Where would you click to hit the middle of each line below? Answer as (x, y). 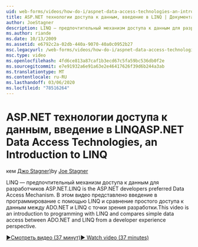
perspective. (21, 226)
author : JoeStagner (30, 22)
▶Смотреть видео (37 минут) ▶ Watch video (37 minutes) (77, 237)
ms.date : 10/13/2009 (32, 39)
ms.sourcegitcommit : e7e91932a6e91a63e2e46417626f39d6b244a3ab (85, 66)
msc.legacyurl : (25, 50)
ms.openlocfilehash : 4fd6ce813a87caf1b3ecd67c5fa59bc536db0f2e (85, 61)
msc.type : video (26, 55)
